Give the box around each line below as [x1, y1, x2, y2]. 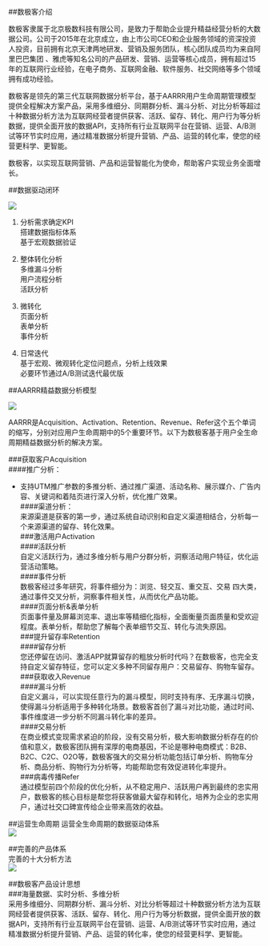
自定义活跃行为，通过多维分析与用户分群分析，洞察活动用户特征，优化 [19, 552, 252, 561]
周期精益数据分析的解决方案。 [8, 437, 106, 447]
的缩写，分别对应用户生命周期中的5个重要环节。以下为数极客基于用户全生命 [8, 428, 259, 437]
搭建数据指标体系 [19, 227, 77, 236]
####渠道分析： [19, 501, 74, 511]
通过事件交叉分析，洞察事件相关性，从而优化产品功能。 [19, 592, 203, 601]
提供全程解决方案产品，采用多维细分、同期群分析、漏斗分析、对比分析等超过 [8, 101, 261, 111]
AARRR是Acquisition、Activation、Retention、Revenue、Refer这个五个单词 [8, 417, 256, 427]
